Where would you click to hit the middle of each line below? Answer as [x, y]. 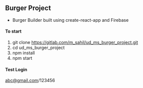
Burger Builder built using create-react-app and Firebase [71, 20]
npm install [24, 53]
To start [13, 31]
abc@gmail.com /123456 [30, 81]
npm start [22, 58]
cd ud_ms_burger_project [38, 48]
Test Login [16, 69]
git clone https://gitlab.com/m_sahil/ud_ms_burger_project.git [75, 43]
